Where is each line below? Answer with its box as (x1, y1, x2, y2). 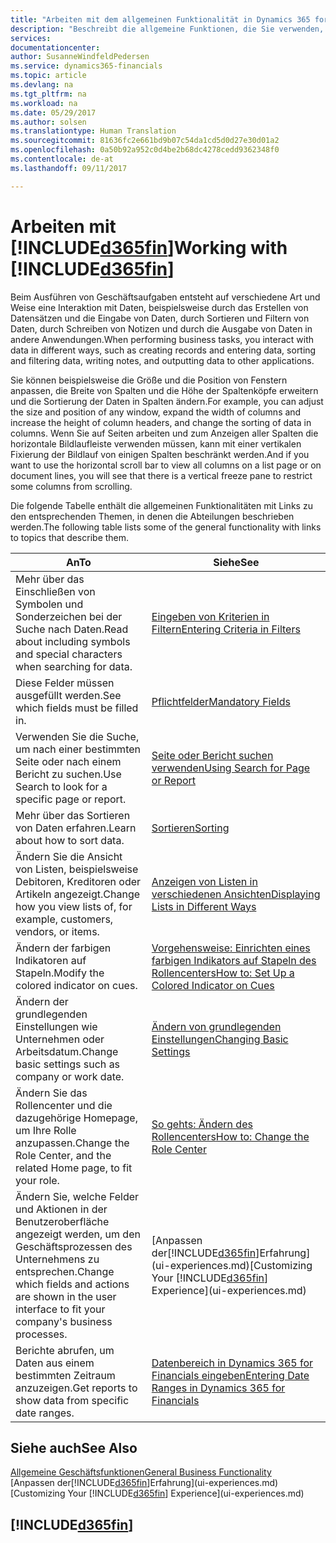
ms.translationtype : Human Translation (10, 126, 177, 136)
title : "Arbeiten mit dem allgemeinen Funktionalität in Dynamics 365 (10, 14, 311, 25)
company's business (15, 1314, 113, 1328)
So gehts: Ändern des (151, 1117, 253, 1131)
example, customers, (15, 912, 114, 926)
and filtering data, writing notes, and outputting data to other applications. (10, 354, 315, 366)
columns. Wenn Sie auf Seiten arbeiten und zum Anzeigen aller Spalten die (10, 427, 319, 439)
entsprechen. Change (15, 1264, 115, 1278)
